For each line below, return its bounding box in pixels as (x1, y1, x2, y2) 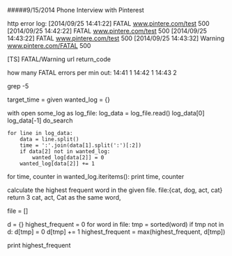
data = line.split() (20, 136, 79, 143)
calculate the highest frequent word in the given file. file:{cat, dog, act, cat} (7, 186, 223, 194)
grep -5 (7, 82, 29, 90)
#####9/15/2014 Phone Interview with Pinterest (7, 6, 144, 14)
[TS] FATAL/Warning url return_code (7, 55, 111, 63)
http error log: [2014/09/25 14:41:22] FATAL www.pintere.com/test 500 (7, 19, 210, 27)
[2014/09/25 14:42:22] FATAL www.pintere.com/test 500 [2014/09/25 (7, 27, 208, 35)
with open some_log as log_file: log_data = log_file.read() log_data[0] (7, 109, 205, 117)
